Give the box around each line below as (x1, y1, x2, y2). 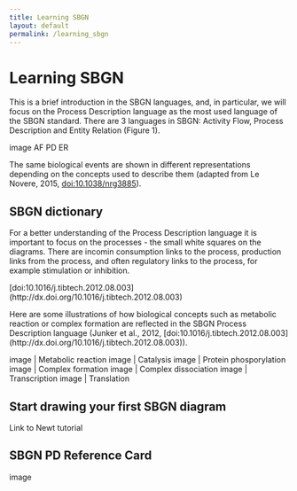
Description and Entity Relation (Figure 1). (9, 125, 160, 136)
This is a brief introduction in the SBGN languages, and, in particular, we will (9, 97, 286, 107)
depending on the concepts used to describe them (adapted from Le (9, 169, 260, 180)
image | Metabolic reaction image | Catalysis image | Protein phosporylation (9, 355, 286, 365)
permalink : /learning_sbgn (9, 29, 109, 38)
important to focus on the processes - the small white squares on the (9, 237, 262, 248)
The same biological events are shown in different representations (9, 160, 251, 170)
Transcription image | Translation (9, 373, 130, 384)
